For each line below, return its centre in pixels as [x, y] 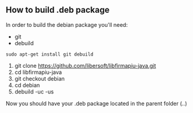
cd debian [27, 85]
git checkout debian [40, 78]
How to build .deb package [58, 10]
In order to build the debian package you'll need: [67, 24]
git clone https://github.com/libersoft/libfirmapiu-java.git [85, 65]
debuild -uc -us [34, 92]
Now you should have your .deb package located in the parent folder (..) [96, 103]
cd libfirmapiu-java [38, 72]
